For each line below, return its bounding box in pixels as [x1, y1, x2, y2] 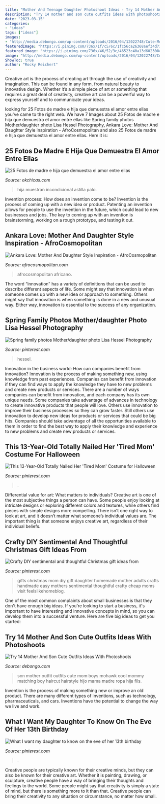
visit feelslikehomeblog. [17, 588, 65, 594]
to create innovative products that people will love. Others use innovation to [5, 402, 158, 408]
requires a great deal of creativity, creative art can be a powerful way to [5, 92, 150, 98]
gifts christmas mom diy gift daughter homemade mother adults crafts [17, 578, 159, 584]
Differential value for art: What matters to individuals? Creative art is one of [5, 492, 157, 498]
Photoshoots [5, 640, 45, 649]
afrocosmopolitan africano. [17, 271, 72, 277]
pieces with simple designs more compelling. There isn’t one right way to [5, 508, 153, 514]
